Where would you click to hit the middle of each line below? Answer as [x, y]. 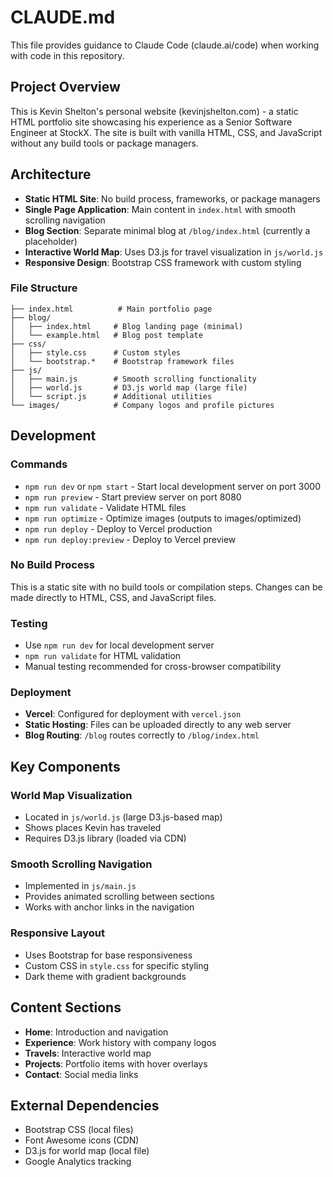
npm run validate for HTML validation [103, 656]
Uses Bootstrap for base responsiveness [108, 955]
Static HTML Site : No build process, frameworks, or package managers [172, 198]
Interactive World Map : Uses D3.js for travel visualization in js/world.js [174, 252]
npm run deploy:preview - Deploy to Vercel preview [130, 539]
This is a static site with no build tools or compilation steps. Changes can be [166, 587]
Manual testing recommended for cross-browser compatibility [153, 667]
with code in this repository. [67, 55]
